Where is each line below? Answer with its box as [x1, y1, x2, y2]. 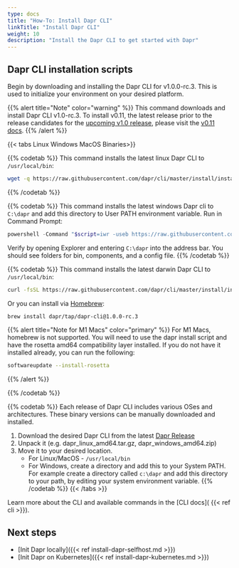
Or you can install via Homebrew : [7, 299, 105, 307]
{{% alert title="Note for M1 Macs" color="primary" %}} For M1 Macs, [7, 325, 211, 335]
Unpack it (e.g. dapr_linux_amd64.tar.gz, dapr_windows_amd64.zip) [17, 439, 217, 448]
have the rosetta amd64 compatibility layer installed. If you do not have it [7, 341, 221, 349]
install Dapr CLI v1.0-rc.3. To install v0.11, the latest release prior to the [7, 111, 213, 120]
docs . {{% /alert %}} [7, 126, 68, 135]
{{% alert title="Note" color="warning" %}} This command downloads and [7, 103, 225, 112]
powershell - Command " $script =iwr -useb [7, 231, 129, 238]
